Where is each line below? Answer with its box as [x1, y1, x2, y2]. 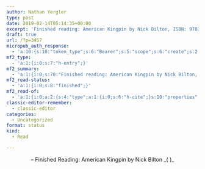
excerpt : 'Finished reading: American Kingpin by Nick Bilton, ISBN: [6, 26, 187, 32]
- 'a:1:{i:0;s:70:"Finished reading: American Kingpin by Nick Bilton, [12, 71, 198, 77]
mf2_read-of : [6, 88, 40, 95]
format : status [6, 123, 45, 129]
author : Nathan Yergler [6, 9, 67, 15]
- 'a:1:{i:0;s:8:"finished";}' [12, 83, 92, 89]
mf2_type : [6, 54, 32, 60]
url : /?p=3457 [6, 37, 43, 43]
